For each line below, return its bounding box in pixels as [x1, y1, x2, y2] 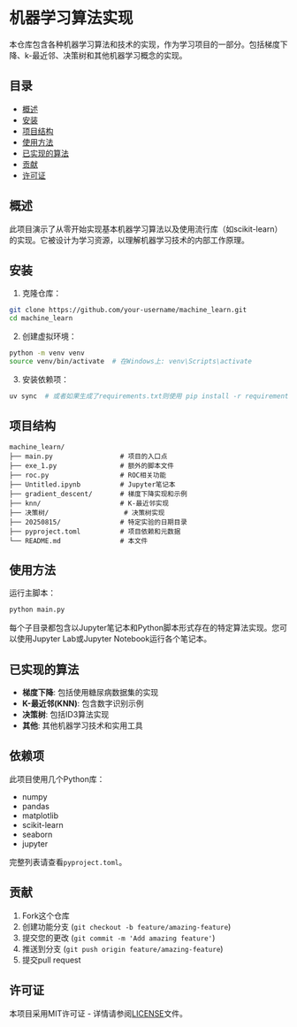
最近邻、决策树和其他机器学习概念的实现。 [32, 50, 187, 60]
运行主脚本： [9, 587, 56, 598]
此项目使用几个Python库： [9, 773, 105, 784]
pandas [21, 801, 50, 811]
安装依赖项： [21, 373, 69, 385]
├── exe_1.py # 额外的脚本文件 [9, 461, 174, 470]
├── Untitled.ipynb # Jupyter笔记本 [9, 479, 176, 489]
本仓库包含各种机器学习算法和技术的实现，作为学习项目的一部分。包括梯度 [9, 39, 280, 50]
